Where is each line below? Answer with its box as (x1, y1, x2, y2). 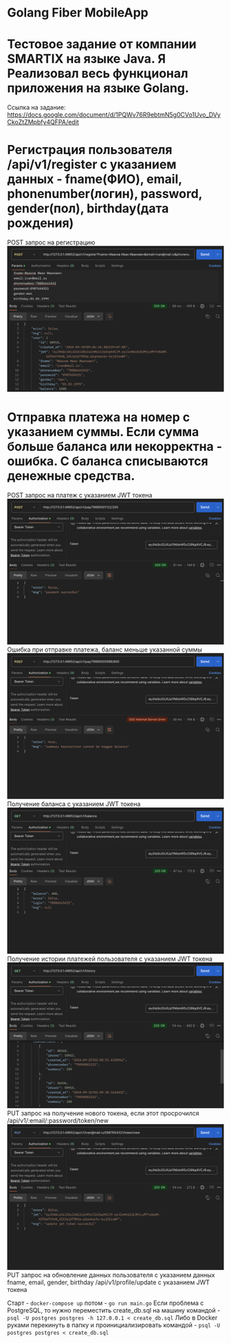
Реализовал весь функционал (7, 66, 188, 81)
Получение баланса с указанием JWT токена (7, 800, 141, 808)
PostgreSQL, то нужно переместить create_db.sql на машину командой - (7, 1306, 221, 1314)
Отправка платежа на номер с (7, 409, 190, 425)
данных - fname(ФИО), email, (7, 171, 182, 187)
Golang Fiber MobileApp (7, 5, 149, 21)
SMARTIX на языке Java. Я (7, 51, 166, 67)
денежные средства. (7, 468, 135, 484)
